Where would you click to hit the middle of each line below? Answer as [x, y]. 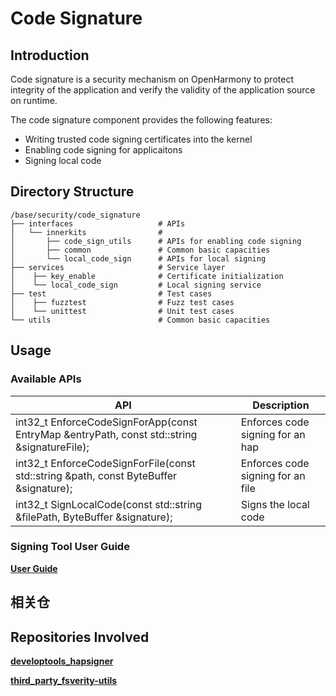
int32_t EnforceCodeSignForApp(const [106, 422]
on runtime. [34, 100]
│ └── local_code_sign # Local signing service [136, 285]
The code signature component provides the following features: [141, 120]
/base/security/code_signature [75, 215]
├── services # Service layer [118, 267]
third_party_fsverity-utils [64, 680]
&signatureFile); [52, 447]
